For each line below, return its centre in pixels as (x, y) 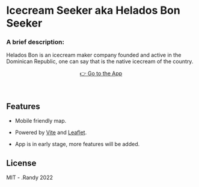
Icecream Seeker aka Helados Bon (93, 11)
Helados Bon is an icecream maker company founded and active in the (94, 55)
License (21, 163)
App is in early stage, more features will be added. (77, 144)
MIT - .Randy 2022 (29, 177)
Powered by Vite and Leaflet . (51, 132)
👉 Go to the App (101, 73)
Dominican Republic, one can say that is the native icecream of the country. (100, 61)
